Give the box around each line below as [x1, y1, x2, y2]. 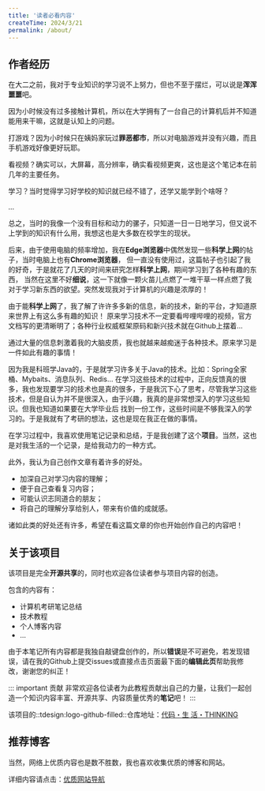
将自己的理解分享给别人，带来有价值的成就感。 [19, 504, 172, 513]
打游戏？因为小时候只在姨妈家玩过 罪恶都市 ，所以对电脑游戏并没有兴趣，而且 [8, 133, 257, 143]
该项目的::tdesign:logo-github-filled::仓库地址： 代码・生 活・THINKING [8, 710, 239, 719]
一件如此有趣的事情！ [8, 348, 77, 358]
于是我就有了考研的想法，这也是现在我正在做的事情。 [28, 414, 202, 423]
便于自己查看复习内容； [19, 484, 96, 493]
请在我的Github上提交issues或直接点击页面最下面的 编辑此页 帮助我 [21, 657, 237, 665]
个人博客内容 [19, 621, 62, 631]
